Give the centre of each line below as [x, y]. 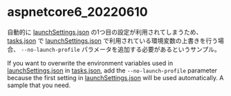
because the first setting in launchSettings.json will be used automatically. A [115, 77]
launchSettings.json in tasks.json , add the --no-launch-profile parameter [112, 70]
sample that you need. [39, 85]
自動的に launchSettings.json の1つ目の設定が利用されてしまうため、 [105, 32]
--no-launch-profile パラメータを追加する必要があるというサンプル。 [121, 49]
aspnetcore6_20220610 [77, 12]
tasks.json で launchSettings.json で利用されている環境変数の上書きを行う [113, 40]
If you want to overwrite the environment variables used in [90, 63]
